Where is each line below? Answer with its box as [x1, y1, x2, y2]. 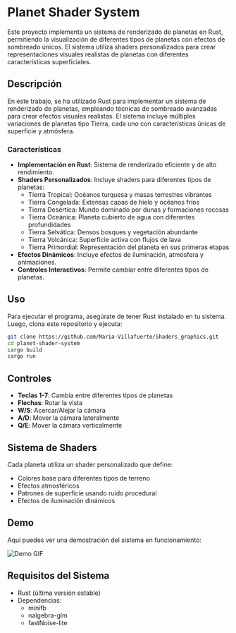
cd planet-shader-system [7, 339, 80, 346]
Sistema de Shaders [7, 442, 97, 454]
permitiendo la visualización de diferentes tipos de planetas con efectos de [7, 35, 225, 43]
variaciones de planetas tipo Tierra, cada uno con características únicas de [7, 119, 226, 128]
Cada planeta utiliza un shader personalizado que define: [7, 460, 173, 469]
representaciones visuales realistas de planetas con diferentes [7, 50, 189, 59]
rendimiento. [17, 168, 55, 176]
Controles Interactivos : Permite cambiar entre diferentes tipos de [17, 265, 209, 274]
